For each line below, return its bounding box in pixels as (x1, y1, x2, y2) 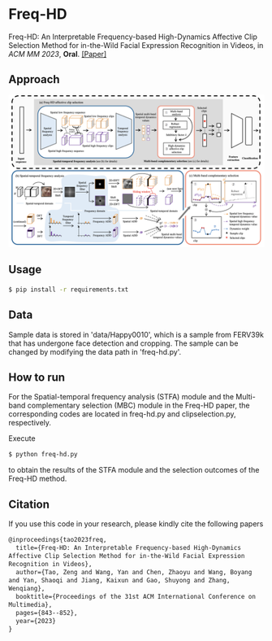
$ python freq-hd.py (8, 451, 79, 459)
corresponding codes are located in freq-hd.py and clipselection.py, (8, 409, 237, 419)
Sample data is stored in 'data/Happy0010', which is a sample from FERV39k (8, 329, 264, 339)
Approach (8, 72, 60, 86)
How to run (8, 370, 66, 384)
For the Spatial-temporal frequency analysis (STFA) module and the (8, 392, 234, 402)
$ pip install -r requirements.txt (8, 286, 129, 294)
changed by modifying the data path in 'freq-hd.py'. (8, 347, 182, 356)
